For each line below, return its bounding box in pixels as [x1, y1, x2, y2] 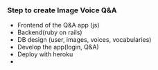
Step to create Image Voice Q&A [7, 5, 117, 15]
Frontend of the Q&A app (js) [17, 21, 100, 30]
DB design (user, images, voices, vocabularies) [17, 36, 152, 44]
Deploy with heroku [17, 50, 73, 58]
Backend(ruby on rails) [17, 28, 82, 36]
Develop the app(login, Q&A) [17, 43, 99, 51]
